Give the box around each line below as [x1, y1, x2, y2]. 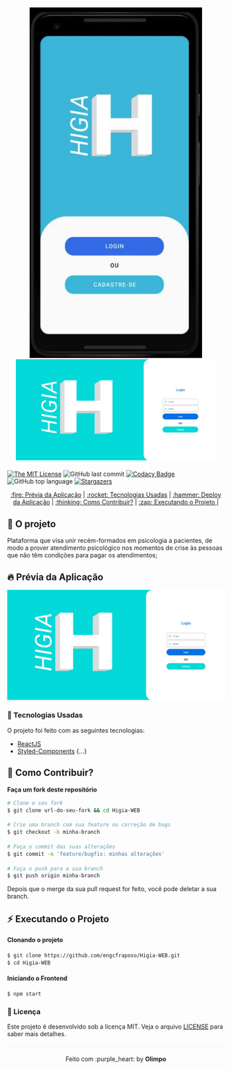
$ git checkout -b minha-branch [7, 829, 100, 836]
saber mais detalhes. [7, 1030, 67, 1038]
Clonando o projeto [7, 936, 63, 944]
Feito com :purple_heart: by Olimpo [65, 1055, 167, 1063]
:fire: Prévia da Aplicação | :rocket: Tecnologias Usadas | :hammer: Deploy [10, 490, 222, 499]
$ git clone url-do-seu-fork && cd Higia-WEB [7, 807, 140, 814]
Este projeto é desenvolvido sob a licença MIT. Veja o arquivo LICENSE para [7, 1022, 223, 1031]
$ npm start [7, 990, 41, 997]
